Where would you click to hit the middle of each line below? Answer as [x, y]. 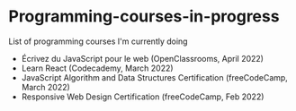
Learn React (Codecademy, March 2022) [97, 68]
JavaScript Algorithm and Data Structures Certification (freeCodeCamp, [155, 77]
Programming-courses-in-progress [144, 17]
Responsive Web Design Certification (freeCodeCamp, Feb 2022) [143, 97]
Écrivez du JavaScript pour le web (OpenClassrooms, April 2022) [143, 58]
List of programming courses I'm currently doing [98, 41]
